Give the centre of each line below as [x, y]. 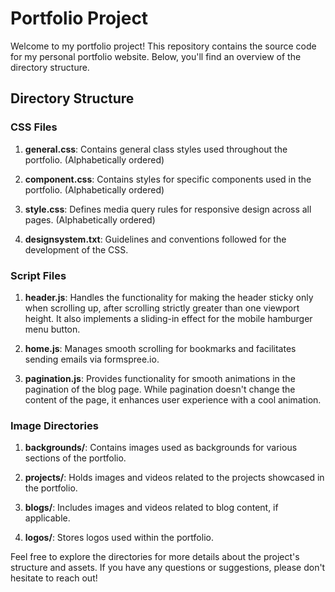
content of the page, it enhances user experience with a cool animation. [173, 399]
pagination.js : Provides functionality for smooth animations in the [160, 378]
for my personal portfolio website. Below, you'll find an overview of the [156, 56]
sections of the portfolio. [75, 458]
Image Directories [54, 425]
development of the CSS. [76, 249]
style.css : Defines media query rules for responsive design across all [168, 209]
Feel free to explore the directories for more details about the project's [155, 557]
